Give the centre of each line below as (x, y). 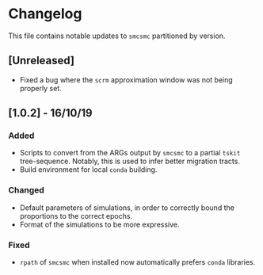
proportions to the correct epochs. (76, 216)
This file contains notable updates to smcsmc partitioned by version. (117, 36)
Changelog (45, 14)
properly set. (40, 88)
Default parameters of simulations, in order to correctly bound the (127, 208)
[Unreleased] (42, 61)
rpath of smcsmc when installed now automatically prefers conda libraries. (137, 262)
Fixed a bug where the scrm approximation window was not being (126, 79)
